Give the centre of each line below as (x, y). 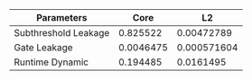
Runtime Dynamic (51, 62)
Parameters (61, 18)
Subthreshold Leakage (62, 33)
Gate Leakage (44, 47)
